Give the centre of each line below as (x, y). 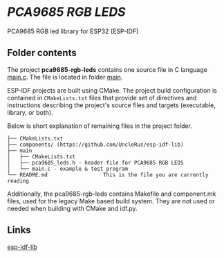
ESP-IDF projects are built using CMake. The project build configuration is (112, 90)
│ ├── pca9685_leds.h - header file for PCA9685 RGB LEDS (96, 163)
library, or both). (30, 112)
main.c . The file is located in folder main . (65, 77)
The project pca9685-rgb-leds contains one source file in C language (107, 69)
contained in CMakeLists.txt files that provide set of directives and (102, 98)
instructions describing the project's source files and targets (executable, (112, 105)
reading (18, 181)
